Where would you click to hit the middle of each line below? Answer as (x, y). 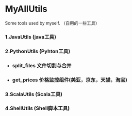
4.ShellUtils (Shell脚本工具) (37, 108)
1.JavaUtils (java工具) (31, 37)
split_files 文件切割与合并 (42, 65)
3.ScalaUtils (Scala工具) (34, 94)
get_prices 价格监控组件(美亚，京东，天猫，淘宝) (70, 80)
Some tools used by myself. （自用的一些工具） (52, 23)
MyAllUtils (26, 9)
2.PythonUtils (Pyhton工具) (38, 51)
